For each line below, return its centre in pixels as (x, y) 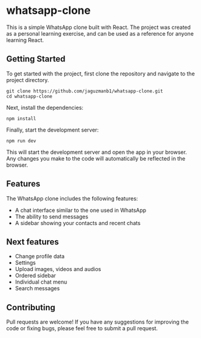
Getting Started (36, 59)
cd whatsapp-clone (29, 96)
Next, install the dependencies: (45, 107)
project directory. (28, 80)
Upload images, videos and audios (58, 269)
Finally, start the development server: (53, 130)
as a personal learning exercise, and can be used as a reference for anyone (100, 33)
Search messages (37, 289)
